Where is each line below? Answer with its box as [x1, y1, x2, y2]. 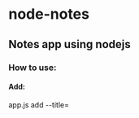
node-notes [8, 5, 89, 24]
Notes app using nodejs [8, 37, 132, 51]
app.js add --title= [8, 99, 69, 110]
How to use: [8, 62, 57, 73]
